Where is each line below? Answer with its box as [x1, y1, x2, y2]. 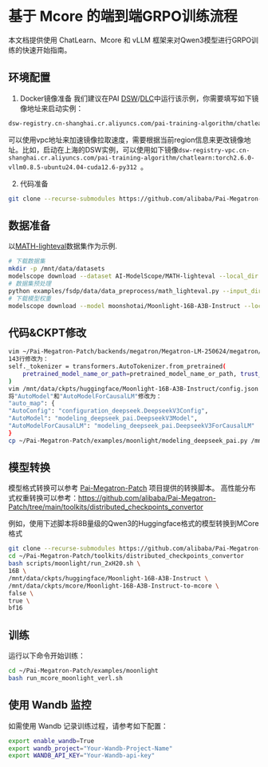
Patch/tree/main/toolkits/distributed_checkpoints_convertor [8, 502, 203, 512]
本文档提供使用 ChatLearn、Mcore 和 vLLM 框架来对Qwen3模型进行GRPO [8, 35, 252, 45]
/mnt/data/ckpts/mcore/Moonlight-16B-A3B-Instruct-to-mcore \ [8, 582, 219, 590]
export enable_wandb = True [8, 737, 94, 745]
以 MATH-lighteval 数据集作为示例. [8, 241, 118, 251]
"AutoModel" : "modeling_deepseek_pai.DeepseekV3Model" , [8, 414, 198, 423]
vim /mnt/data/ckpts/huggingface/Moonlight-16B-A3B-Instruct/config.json [8, 385, 259, 393]
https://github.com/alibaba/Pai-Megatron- [78, 493, 217, 503]
